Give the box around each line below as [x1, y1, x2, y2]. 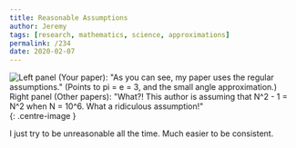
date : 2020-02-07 [9, 47, 76, 56]
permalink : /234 [9, 38, 71, 48]
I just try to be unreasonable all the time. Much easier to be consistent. [9, 128, 274, 139]
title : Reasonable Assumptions [9, 13, 128, 23]
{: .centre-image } [9, 111, 77, 122]
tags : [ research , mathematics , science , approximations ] [9, 30, 230, 39]
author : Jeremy [9, 22, 67, 31]
